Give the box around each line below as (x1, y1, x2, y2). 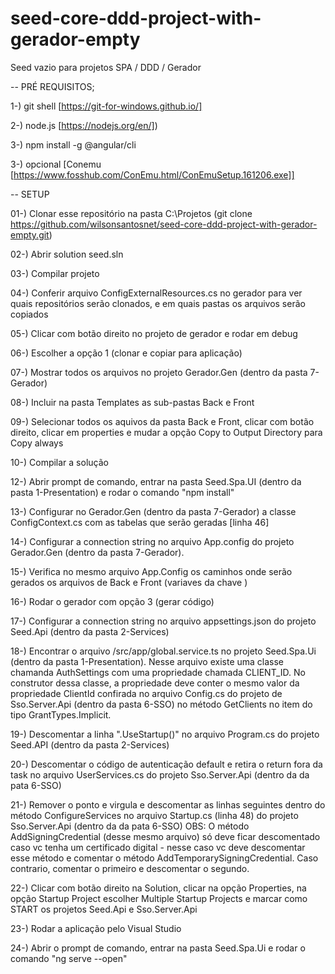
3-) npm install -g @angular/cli (10, 138, 137, 151)
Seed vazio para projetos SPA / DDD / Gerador (10, 61, 202, 73)
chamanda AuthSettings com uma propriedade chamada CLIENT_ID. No (10, 666, 306, 678)
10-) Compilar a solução (10, 456, 109, 468)
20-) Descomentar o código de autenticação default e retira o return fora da (10, 758, 323, 770)
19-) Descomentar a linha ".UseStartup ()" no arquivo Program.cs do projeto (10, 728, 320, 740)
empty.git (10, 228, 50, 241)
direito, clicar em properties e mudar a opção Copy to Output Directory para (10, 426, 323, 438)
